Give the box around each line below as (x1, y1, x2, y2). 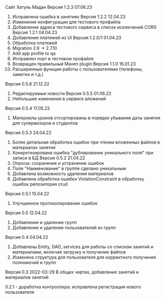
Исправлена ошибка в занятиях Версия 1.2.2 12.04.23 (12, 14, 126, 19)
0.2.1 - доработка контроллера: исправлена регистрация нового (5, 284, 141, 290)
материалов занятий (5, 274, 49, 280)
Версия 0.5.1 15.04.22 (5, 191, 49, 196)
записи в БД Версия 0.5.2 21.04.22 (12, 155, 85, 161)
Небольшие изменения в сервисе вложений (12, 96, 106, 102)
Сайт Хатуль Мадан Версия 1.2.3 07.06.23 (5, 4, 92, 10)
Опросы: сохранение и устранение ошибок (12, 160, 104, 166)
